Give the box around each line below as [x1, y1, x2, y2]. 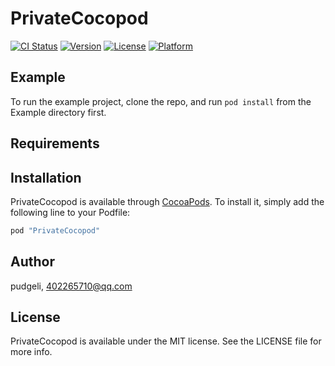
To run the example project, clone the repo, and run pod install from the [10, 95, 312, 107]
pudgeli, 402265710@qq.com [10, 280, 133, 292]
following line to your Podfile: [10, 206, 131, 218]
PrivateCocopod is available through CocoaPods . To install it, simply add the [10, 195, 325, 207]
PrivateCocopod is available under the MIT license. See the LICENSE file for [10, 335, 322, 347]
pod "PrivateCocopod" [10, 225, 101, 236]
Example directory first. [10, 106, 107, 118]
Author [10, 253, 55, 271]
